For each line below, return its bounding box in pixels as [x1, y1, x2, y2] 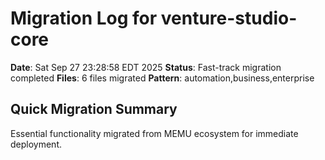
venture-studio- [160, 7, 298, 30]
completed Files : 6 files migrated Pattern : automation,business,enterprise [10, 72, 315, 84]
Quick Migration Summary [10, 101, 178, 118]
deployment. [10, 138, 62, 150]
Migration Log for [10, 7, 158, 30]
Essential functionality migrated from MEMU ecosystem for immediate [10, 127, 299, 139]
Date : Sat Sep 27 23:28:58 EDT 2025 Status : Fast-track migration [10, 61, 282, 73]
